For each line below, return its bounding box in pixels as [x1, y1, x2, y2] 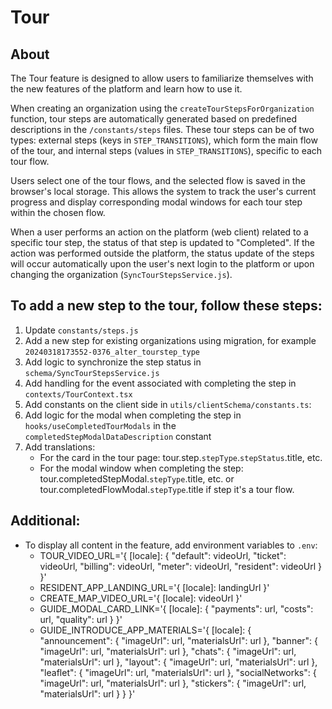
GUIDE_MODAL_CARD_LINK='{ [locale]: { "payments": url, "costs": [39, 602, 314, 615]
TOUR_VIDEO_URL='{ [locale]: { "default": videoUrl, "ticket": [39, 549, 287, 561]
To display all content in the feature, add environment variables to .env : [24, 539, 318, 551]
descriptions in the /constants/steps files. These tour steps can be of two [10, 124, 315, 135]
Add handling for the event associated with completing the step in [24, 377, 297, 389]
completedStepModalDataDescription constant [24, 430, 212, 442]
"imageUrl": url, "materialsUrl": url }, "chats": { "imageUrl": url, [39, 645, 297, 657]
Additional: [10, 512, 81, 530]
